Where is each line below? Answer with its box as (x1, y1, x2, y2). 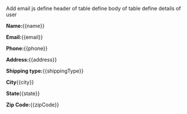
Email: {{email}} (6, 34, 43, 40)
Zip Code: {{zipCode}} (6, 101, 60, 108)
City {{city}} (6, 79, 34, 85)
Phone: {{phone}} (6, 45, 48, 52)
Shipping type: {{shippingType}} (6, 67, 84, 74)
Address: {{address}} (6, 56, 57, 63)
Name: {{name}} (6, 23, 45, 29)
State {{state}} (6, 90, 40, 97)
